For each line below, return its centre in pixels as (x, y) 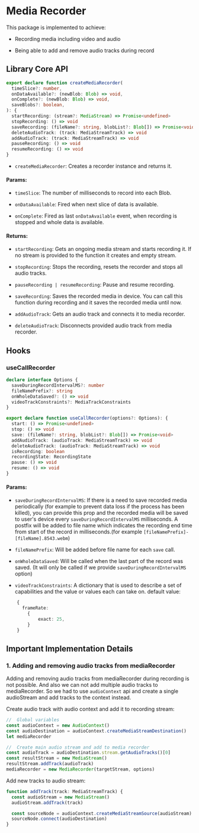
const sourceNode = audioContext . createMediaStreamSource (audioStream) (102, 813)
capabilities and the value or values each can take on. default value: (97, 592)
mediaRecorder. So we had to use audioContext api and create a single (92, 691)
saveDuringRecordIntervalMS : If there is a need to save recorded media (101, 500)
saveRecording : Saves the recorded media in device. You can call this (99, 296)
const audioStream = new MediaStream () (61, 797)
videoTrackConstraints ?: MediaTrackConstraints (71, 402)
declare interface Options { (42, 380)
